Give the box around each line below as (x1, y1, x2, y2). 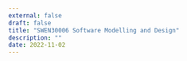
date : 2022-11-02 (8, 41, 66, 49)
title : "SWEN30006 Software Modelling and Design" (8, 26, 180, 34)
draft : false (8, 19, 52, 27)
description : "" (8, 33, 62, 42)
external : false (8, 11, 62, 20)
